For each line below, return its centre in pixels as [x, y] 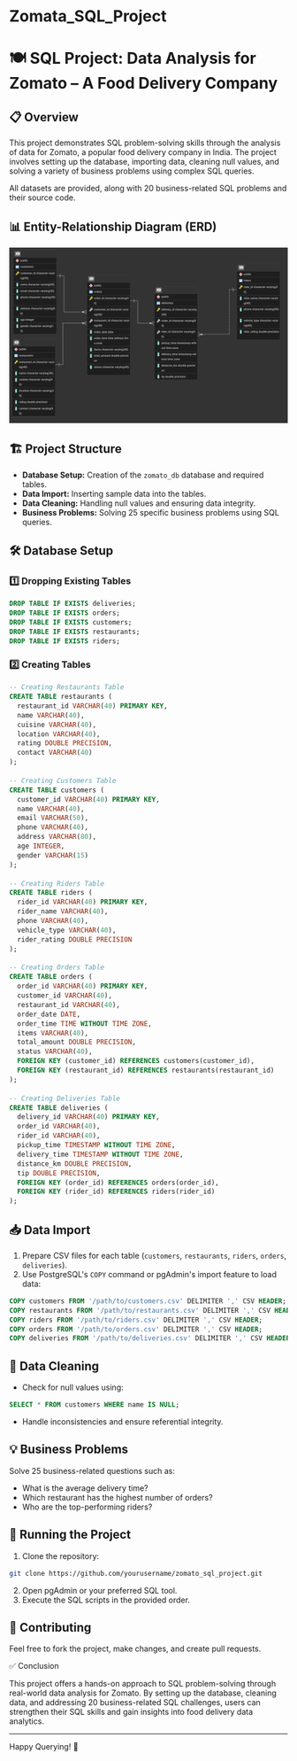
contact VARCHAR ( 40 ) [55, 753]
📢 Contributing [50, 1627]
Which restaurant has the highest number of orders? [118, 1497]
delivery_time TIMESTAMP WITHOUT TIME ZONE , [100, 1154]
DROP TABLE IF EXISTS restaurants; [75, 632]
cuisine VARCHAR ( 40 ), [57, 725]
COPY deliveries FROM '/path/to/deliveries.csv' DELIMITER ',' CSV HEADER [150, 1338]
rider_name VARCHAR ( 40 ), [63, 912]
